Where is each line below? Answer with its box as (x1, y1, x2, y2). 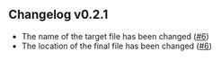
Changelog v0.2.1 (8, 7, 109, 22)
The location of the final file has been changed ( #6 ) (21, 40, 213, 51)
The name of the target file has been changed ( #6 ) (21, 30, 210, 41)
